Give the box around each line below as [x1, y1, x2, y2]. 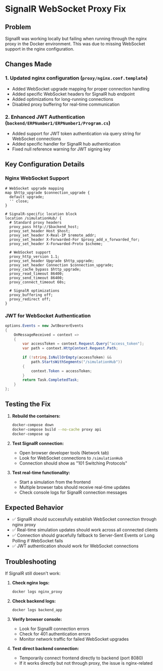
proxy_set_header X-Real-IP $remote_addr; [9, 233, 97, 238]
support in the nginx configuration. [5, 46, 74, 52]
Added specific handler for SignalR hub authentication [12, 141, 120, 147]
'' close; [9, 199, 29, 204]
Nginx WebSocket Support [5, 175, 69, 182]
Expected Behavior [5, 503, 64, 512]
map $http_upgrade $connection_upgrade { [5, 190, 90, 195]
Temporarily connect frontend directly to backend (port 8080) [19, 655, 143, 661]
